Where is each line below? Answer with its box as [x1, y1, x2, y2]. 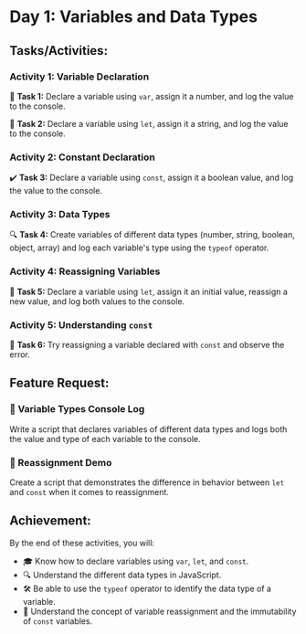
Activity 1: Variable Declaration [9, 70, 150, 83]
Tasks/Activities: [9, 43, 108, 58]
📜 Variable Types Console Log [9, 403, 145, 416]
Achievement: [9, 513, 91, 529]
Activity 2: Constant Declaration [9, 151, 155, 164]
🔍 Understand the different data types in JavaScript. [22, 569, 222, 580]
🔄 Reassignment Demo [9, 456, 112, 469]
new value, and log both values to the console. [9, 295, 185, 307]
